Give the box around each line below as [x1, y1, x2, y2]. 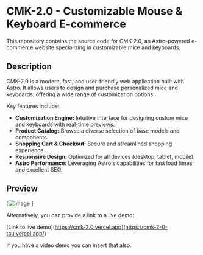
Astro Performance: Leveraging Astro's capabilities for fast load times [15, 159, 193, 167]
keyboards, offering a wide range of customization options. [6, 90, 155, 98]
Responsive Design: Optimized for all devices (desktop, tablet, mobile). [15, 153, 195, 160]
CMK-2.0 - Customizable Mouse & [6, 4, 183, 18]
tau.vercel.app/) [6, 229, 47, 237]
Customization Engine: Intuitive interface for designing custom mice [15, 114, 188, 121]
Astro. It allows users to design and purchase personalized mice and [6, 84, 179, 91]
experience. [15, 146, 46, 153]
